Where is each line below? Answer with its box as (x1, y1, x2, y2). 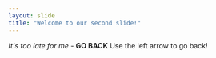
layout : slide (8, 11, 56, 20)
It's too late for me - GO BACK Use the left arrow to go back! (8, 41, 208, 50)
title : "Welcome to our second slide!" (8, 19, 142, 27)
